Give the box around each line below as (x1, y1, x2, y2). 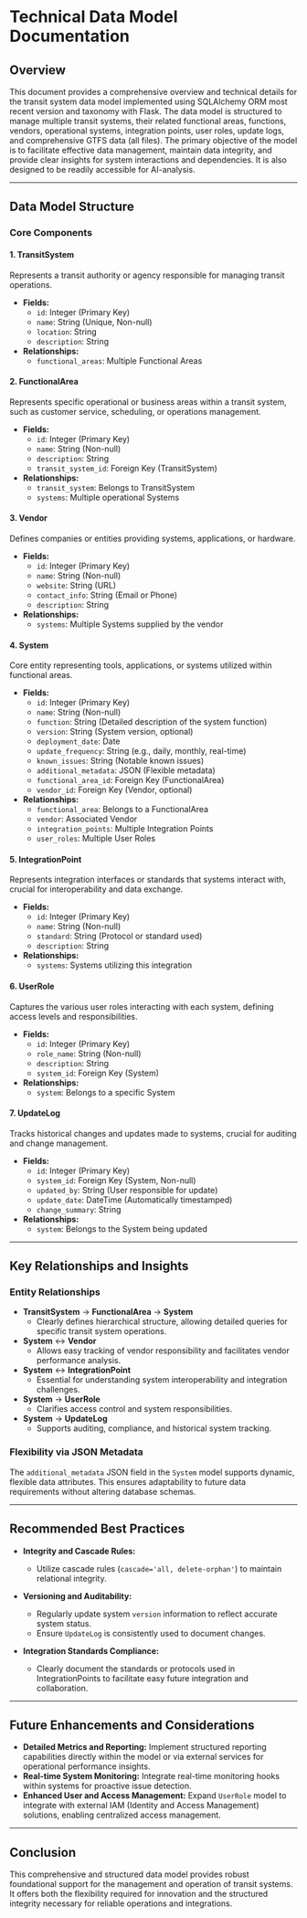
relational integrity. (36, 1573, 107, 1584)
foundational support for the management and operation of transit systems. (9, 1879, 293, 1890)
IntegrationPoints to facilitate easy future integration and (36, 1672, 249, 1683)
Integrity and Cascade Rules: (22, 1545, 136, 1556)
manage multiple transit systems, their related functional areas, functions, (9, 116, 287, 126)
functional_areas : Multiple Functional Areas (36, 355, 203, 366)
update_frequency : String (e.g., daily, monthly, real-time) (36, 746, 247, 757)
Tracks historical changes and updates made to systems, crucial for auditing (9, 1128, 297, 1139)
